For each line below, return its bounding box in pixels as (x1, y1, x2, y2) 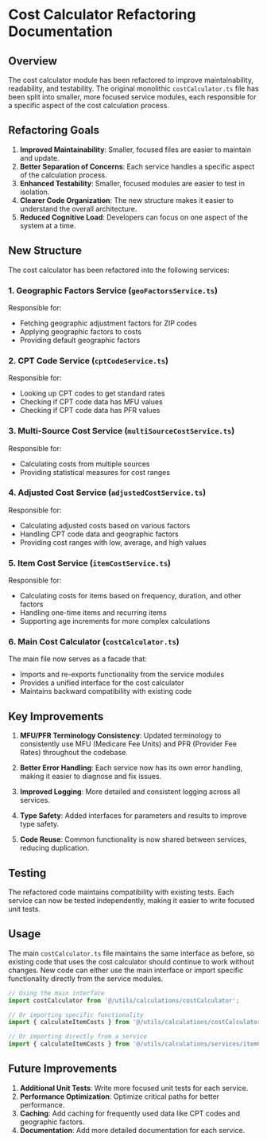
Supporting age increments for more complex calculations (19, 617, 211, 626)
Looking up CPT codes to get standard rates (19, 388, 165, 399)
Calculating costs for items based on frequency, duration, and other (19, 591, 242, 601)
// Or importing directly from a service (8, 1033, 148, 1041)
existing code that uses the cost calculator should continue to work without (8, 956, 254, 966)
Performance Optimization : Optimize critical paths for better (19, 1092, 220, 1101)
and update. (19, 153, 60, 162)
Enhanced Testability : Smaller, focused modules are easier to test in (19, 178, 245, 188)
